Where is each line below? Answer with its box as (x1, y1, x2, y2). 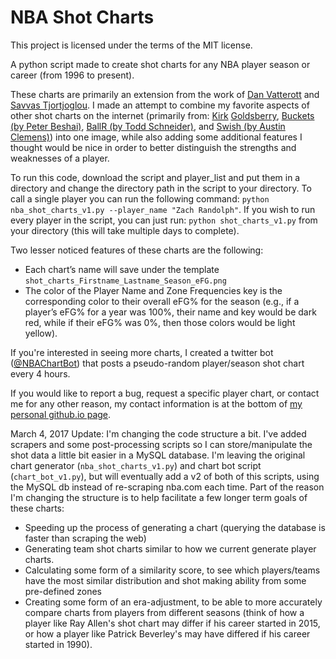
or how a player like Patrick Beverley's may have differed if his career (24, 627, 311, 640)
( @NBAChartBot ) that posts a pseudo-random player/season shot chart (10, 357, 305, 369)
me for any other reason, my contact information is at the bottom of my (10, 397, 303, 410)
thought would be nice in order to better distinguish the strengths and (10, 141, 297, 153)
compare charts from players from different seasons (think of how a (24, 606, 305, 618)
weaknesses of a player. (10, 152, 110, 164)
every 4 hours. (10, 367, 71, 380)
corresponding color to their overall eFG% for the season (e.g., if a (24, 295, 300, 307)
